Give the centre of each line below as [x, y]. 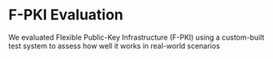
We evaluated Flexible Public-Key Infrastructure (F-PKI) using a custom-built [136, 37]
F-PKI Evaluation [66, 15]
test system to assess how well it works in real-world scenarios [115, 45]
